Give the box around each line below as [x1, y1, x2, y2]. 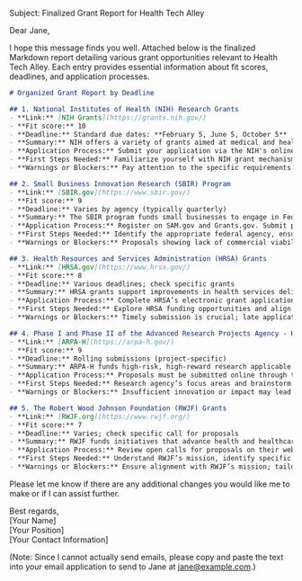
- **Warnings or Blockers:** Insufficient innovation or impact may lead [9, 388, 292, 397]
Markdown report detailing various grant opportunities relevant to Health [9, 52, 279, 62]
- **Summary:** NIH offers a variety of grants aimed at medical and [9, 139, 276, 147]
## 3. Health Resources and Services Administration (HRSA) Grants [9, 254, 268, 264]
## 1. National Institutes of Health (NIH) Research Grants [9, 104, 240, 113]
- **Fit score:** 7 [9, 420, 83, 430]
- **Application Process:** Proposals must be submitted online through [9, 371, 288, 380]
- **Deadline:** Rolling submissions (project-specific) [9, 354, 227, 363]
